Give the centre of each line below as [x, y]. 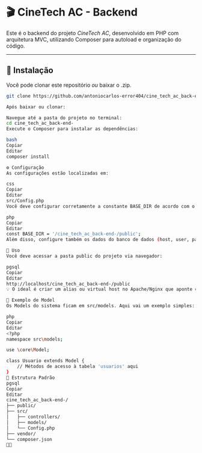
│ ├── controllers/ [33, 417]
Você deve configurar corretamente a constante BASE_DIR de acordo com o [101, 206]
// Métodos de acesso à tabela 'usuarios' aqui [78, 367]
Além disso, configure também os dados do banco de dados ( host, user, [98, 240]
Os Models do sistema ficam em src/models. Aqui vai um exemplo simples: [101, 306]
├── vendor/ [21, 434]
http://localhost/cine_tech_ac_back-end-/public [68, 284]
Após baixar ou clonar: [36, 107]
